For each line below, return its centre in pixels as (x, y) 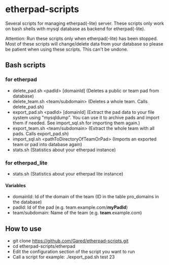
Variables (16, 185)
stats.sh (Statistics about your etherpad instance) (64, 150)
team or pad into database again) (47, 144)
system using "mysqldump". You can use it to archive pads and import (86, 117)
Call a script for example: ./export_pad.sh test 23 (64, 257)
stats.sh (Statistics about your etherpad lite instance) (68, 173)
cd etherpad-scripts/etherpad (44, 246)
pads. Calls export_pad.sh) (41, 134)
